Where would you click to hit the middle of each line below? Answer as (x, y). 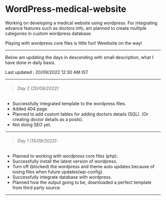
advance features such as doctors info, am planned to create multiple (76, 28)
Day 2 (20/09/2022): (39, 88)
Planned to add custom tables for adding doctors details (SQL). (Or (80, 114)
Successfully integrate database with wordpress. (62, 177)
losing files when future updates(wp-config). (58, 172)
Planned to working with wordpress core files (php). (65, 156)
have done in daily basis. (30, 63)
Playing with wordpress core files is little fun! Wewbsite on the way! (74, 43)
